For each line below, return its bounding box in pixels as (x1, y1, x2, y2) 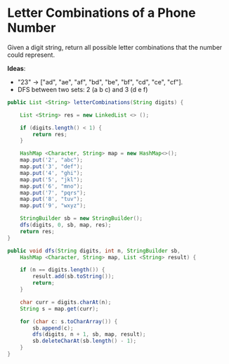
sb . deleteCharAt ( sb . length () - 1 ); (32, 337, 137, 345)
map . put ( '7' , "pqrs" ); (20, 189, 86, 196)
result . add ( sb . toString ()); (32, 273, 115, 280)
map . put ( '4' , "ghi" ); (20, 169, 83, 176)
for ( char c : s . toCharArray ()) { (20, 318, 118, 325)
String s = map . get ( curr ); (20, 305, 99, 312)
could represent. (7, 51, 55, 59)
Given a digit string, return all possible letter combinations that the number (7, 43, 223, 51)
